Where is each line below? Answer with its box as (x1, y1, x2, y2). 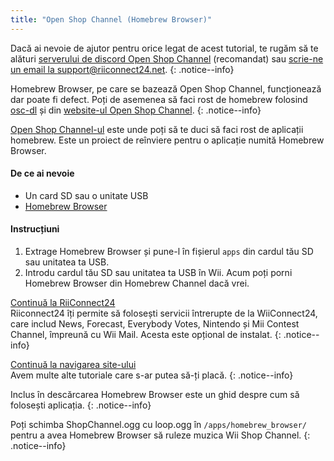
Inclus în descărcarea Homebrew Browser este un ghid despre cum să (10, 389, 300, 401)
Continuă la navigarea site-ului (10, 359, 137, 371)
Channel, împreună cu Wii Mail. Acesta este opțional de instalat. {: (10, 329, 282, 341)
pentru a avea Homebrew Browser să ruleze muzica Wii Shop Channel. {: (10, 429, 311, 441)
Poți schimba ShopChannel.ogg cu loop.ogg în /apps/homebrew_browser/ (10, 419, 307, 431)
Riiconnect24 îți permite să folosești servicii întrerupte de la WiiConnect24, (10, 307, 318, 320)
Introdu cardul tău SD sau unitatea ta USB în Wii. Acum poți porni (24, 267, 293, 279)
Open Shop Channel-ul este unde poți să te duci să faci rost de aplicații (10, 123, 304, 135)
